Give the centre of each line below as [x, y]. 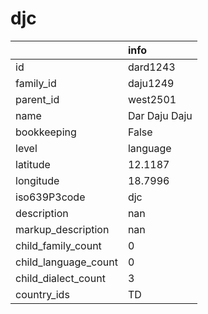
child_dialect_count [60, 278]
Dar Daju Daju [160, 115]
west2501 [152, 99]
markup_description [62, 229]
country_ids [42, 294]
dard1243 [151, 67]
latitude [33, 164]
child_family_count [58, 245]
